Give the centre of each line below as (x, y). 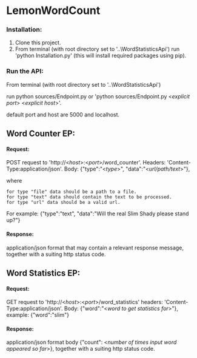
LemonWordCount (53, 11)
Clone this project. (38, 42)
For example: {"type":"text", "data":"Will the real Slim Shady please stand (98, 214)
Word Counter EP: (41, 134)
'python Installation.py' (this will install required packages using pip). (101, 56)
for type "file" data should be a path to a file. (72, 192)
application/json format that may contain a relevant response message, (95, 248)
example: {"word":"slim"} (38, 315)
